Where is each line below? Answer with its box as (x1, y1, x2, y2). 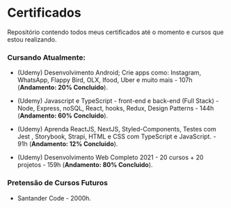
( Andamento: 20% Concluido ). (17, 83, 108, 92)
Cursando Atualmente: (7, 52, 86, 62)
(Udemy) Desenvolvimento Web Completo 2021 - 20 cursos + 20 (17, 153, 204, 161)
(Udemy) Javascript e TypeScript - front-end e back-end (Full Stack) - (17, 97, 219, 105)
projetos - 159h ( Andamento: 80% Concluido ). (17, 161, 153, 169)
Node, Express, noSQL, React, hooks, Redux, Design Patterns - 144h (17, 104, 214, 113)
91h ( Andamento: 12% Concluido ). (17, 140, 118, 148)
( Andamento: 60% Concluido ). (17, 111, 109, 120)
